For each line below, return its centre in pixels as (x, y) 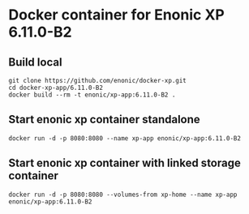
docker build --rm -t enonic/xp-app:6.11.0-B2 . (92, 95)
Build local (35, 62)
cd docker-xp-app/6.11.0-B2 (56, 88)
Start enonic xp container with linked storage (124, 163)
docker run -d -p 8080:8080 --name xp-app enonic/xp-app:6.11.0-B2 (125, 138)
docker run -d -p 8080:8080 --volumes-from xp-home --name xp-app (123, 195)
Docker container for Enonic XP (116, 15)
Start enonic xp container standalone (104, 120)
